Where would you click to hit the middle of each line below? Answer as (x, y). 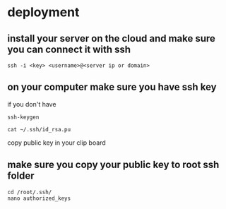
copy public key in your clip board (56, 143)
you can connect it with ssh (69, 49)
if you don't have (32, 104)
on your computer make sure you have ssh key (112, 87)
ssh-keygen (23, 117)
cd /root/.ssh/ (30, 192)
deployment (43, 12)
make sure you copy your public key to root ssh (113, 165)
